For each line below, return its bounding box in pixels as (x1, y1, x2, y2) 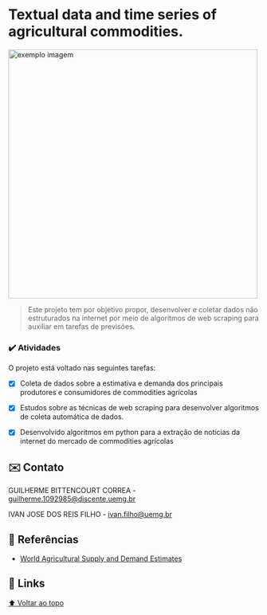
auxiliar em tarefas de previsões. (27, 321, 135, 331)
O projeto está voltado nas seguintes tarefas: (8, 363, 156, 373)
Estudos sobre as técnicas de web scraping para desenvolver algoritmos (19, 403, 259, 413)
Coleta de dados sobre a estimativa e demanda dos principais (19, 378, 223, 388)
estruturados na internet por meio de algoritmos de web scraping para (27, 313, 259, 323)
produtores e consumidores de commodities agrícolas (19, 388, 198, 398)
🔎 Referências (8, 532, 79, 546)
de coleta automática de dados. (19, 412, 124, 421)
